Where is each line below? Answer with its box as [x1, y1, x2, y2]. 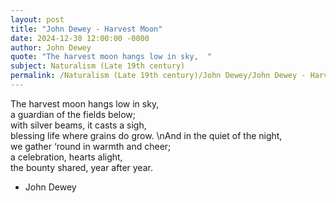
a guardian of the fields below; [10, 108, 137, 120]
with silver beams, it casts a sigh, [10, 119, 147, 131]
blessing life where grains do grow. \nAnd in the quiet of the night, [10, 129, 283, 141]
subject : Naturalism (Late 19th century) [10, 61, 186, 71]
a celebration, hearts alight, [10, 151, 123, 163]
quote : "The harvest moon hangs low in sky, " [10, 52, 213, 62]
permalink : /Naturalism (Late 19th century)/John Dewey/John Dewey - [10, 71, 307, 81]
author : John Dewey [10, 42, 92, 53]
